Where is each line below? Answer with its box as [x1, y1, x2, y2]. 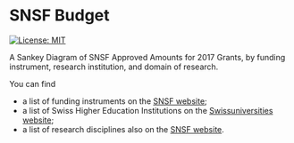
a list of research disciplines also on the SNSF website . [21, 123, 225, 134]
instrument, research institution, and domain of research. [9, 61, 219, 72]
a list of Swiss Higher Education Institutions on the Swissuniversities [21, 105, 273, 115]
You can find [9, 78, 56, 89]
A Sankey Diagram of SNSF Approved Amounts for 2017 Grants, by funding [9, 52, 286, 62]
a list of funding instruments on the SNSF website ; [21, 95, 207, 107]
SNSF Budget [9, 5, 110, 26]
